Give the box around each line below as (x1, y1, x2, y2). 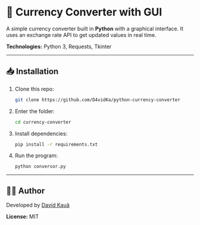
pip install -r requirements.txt (14, 141, 98, 148)
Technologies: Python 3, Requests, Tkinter (6, 43, 112, 50)
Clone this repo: (14, 85, 54, 92)
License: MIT (6, 213, 39, 220)
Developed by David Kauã (6, 202, 70, 209)
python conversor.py (14, 164, 66, 170)
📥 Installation (6, 67, 59, 77)
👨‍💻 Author (6, 186, 45, 196)
